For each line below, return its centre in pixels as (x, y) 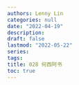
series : (18, 52)
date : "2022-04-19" (35, 26)
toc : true (21, 71)
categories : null (32, 20)
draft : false (26, 39)
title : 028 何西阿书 (35, 64)
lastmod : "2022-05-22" (40, 45)
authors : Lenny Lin (35, 13)
